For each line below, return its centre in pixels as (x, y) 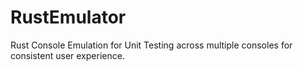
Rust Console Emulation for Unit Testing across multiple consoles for (151, 45)
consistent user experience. (67, 55)
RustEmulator (68, 17)
